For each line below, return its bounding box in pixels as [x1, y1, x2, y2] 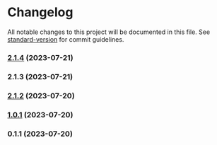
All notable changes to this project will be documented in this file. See [7, 28, 211, 36]
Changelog [7, 4, 74, 21]
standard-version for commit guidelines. [7, 35, 124, 43]
